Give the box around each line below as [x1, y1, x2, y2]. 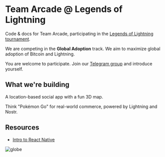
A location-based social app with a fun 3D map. [5, 93, 103, 99]
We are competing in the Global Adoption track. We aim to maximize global [5, 45, 161, 51]
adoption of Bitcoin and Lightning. [5, 51, 75, 57]
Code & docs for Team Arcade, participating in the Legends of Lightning [5, 30, 153, 36]
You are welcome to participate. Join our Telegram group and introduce [5, 60, 152, 66]
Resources [5, 123, 39, 132]
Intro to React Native [12, 136, 55, 142]
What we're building [5, 80, 69, 89]
